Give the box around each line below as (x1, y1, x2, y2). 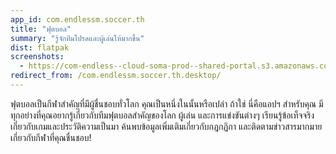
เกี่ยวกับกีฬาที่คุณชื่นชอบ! (10, 131, 92, 143)
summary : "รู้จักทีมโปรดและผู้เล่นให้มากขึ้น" (10, 33, 145, 43)
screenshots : (10, 52, 65, 62)
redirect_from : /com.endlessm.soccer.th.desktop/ (10, 71, 222, 81)
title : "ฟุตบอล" (10, 24, 72, 34)
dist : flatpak (10, 42, 70, 53)
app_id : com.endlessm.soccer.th (10, 14, 145, 25)
